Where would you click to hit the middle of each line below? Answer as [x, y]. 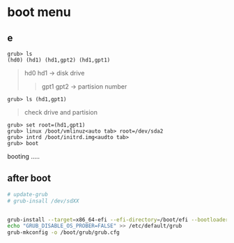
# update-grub [28, 194]
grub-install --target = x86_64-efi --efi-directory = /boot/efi [98, 220]
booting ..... [24, 156]
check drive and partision [61, 112]
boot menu [39, 12]
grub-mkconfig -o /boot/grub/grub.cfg [63, 233]
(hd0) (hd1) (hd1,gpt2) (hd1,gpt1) [59, 60]
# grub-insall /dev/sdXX [43, 201]
